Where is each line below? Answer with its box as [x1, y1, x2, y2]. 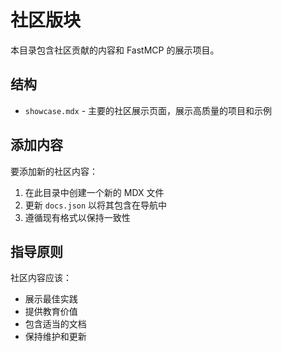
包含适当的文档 [24, 318, 87, 330]
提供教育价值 [24, 306, 78, 318]
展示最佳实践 [24, 293, 78, 305]
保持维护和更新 [24, 331, 87, 343]
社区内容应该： [10, 272, 72, 284]
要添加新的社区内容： [10, 165, 98, 177]
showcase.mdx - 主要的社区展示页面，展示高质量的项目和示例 [24, 104, 273, 116]
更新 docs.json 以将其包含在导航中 [24, 199, 168, 211]
